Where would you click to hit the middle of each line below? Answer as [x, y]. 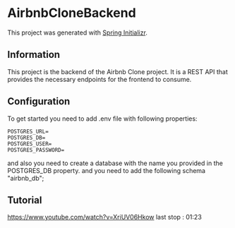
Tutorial [25, 200]
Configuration [39, 101]
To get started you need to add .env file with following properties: [102, 119]
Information [34, 55]
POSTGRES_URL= [28, 131]
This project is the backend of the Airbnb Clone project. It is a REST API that [117, 71]
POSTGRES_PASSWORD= [36, 150]
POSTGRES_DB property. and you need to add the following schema [107, 170]
